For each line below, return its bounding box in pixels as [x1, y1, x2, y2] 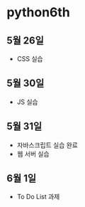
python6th [6, 4, 70, 21]
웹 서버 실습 [16, 149, 50, 158]
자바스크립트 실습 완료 [16, 140, 79, 149]
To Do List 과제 [16, 193, 60, 201]
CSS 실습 [16, 55, 43, 63]
